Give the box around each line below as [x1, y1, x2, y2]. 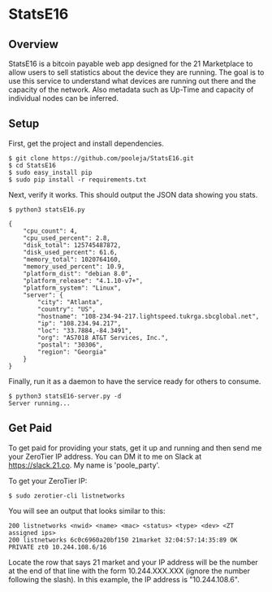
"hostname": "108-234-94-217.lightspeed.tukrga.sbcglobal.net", [37, 312, 260, 320]
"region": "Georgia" [37, 347, 107, 356]
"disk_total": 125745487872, [23, 241, 122, 249]
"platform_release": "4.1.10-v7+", [23, 276, 144, 285]
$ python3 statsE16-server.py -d [8, 392, 122, 400]
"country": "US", [37, 305, 96, 313]
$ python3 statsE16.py [8, 205, 85, 214]
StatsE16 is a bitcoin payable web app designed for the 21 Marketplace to [8, 59, 253, 68]
